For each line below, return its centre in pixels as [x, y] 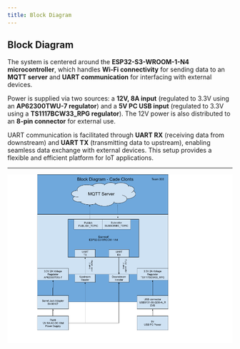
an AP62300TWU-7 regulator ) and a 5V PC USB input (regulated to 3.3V [116, 106]
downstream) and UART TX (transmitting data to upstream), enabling [109, 143]
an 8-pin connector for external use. [61, 121]
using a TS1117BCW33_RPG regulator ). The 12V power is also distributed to [119, 113]
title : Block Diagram [40, 15]
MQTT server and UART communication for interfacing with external [110, 77]
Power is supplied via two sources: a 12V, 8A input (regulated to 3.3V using [119, 98]
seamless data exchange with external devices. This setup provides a [110, 151]
